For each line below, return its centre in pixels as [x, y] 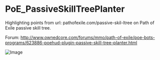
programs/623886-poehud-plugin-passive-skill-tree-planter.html [71, 42]
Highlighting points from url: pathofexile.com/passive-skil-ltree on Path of [80, 23]
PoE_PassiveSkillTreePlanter [65, 9]
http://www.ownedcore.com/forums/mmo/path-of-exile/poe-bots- [88, 37]
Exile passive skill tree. [28, 28]
